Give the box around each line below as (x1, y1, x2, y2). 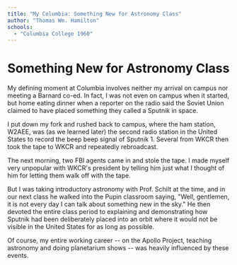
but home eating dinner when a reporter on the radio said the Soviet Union (7, 99, 224, 107)
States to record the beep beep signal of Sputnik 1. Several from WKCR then (7, 135, 229, 143)
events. (7, 252, 29, 260)
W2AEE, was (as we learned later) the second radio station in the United (7, 128, 218, 136)
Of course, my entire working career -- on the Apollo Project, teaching (7, 236, 212, 245)
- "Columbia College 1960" (13, 30, 93, 37)
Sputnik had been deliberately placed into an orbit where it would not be (7, 215, 218, 223)
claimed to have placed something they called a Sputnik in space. (7, 107, 198, 115)
